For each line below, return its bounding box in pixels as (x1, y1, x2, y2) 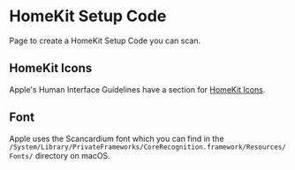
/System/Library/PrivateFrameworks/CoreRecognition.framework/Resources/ (9, 143, 287, 152)
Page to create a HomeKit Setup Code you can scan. (9, 35, 201, 46)
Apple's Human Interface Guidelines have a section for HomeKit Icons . (9, 84, 266, 94)
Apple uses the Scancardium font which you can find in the (9, 133, 224, 144)
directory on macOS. (34, 150, 110, 160)
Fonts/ (9, 152, 34, 160)
